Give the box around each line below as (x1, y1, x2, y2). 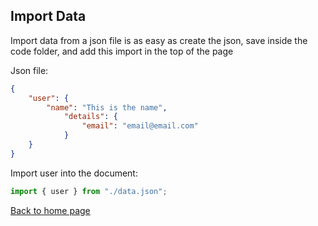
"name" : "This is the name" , (46, 102, 168, 113)
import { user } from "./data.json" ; (10, 186, 168, 196)
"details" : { (63, 112, 118, 122)
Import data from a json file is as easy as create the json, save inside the (10, 34, 308, 46)
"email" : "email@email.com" (81, 121, 199, 131)
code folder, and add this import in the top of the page (10, 45, 234, 57)
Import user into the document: (10, 167, 138, 179)
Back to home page (10, 204, 91, 216)
